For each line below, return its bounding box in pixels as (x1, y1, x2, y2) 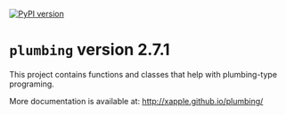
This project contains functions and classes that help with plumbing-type (9, 69, 278, 79)
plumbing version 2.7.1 (9, 40, 171, 60)
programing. (9, 78, 55, 89)
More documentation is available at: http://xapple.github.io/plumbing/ (9, 95, 264, 106)
